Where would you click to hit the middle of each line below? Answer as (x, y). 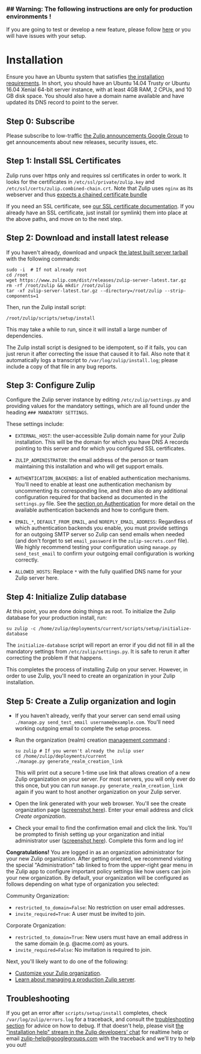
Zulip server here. (37, 578)
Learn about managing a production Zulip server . (75, 980)
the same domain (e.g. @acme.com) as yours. (72, 943)
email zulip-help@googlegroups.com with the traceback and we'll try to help (101, 1038)
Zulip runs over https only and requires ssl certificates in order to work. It (96, 175)
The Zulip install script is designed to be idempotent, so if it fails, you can (97, 347)
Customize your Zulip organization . (58, 973)
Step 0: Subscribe (40, 121)
